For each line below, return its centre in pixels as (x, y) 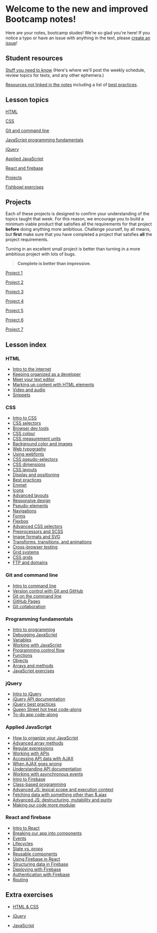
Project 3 (15, 292)
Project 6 (15, 320)
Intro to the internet (32, 369)
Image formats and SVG (36, 537)
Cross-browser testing (35, 547)
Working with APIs (31, 753)
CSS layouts (25, 470)
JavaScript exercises (33, 671)
